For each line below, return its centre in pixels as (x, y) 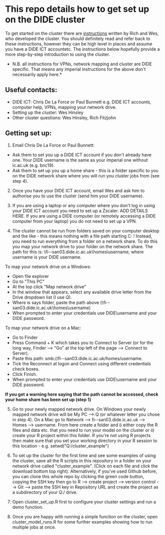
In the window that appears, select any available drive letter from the (82, 292)
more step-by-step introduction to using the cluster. (58, 54)
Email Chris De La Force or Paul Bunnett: (53, 145)
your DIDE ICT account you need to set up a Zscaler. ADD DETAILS (80, 211)
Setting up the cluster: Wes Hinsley (48, 112)
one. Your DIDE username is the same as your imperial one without (80, 160)
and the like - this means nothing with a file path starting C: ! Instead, (82, 236)
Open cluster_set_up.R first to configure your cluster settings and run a (84, 502)
